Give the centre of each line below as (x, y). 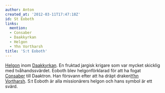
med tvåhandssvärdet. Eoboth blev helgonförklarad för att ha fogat (73, 70)
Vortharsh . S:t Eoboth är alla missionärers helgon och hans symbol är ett (79, 81)
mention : (19, 28)
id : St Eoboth (20, 19)
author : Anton (20, 10)
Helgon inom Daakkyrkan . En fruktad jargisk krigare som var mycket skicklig (83, 65)
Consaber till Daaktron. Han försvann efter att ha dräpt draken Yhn (72, 76)
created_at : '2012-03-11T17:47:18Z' (43, 14)
